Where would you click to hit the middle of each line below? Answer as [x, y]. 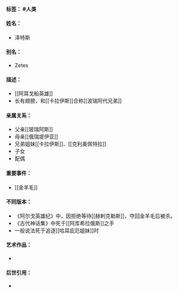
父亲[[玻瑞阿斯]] [34, 129]
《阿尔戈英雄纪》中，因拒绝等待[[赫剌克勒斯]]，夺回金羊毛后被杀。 [95, 216]
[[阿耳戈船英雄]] [34, 94]
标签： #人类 [21, 9]
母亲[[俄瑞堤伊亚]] [36, 137]
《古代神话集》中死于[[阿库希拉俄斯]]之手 [64, 223]
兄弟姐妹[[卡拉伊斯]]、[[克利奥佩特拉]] [60, 144]
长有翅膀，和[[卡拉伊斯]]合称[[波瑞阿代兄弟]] [68, 101]
